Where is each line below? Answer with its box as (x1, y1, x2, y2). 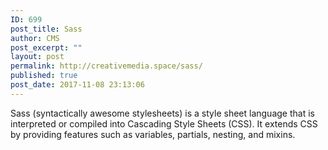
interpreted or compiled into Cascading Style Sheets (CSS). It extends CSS (10, 117, 318, 130)
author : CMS (10, 33, 60, 43)
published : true (10, 71, 78, 81)
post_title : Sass (10, 24, 83, 34)
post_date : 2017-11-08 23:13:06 (10, 80, 145, 90)
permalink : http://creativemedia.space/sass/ (10, 61, 203, 71)
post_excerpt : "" (10, 42, 83, 53)
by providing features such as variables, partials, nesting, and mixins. (10, 128, 296, 140)
